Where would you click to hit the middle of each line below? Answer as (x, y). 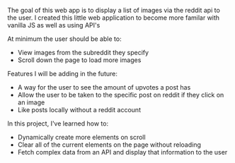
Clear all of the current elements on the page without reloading (109, 145)
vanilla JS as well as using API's (54, 25)
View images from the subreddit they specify (83, 53)
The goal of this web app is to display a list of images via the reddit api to (114, 10)
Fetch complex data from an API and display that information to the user (122, 152)
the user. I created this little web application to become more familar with (114, 18)
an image (31, 102)
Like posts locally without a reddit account (79, 110)
